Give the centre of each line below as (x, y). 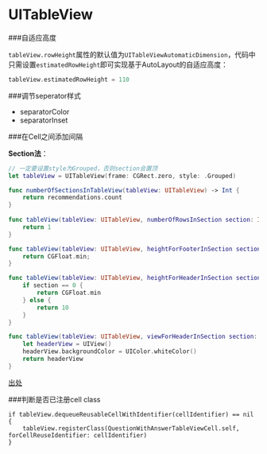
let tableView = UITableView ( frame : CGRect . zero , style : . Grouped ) (122, 176)
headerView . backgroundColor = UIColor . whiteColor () (110, 351)
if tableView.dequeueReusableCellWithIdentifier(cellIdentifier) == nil (131, 414)
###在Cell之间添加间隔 (46, 136)
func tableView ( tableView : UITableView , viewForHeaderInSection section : (133, 337)
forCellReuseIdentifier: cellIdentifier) (78, 435)
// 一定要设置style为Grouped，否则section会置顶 (83, 169)
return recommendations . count (73, 198)
